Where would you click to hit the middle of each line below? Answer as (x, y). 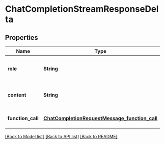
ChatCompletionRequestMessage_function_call (100, 118)
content (17, 95)
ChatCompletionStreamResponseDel (82, 9)
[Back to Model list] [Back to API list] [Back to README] (61, 136)
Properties (22, 37)
